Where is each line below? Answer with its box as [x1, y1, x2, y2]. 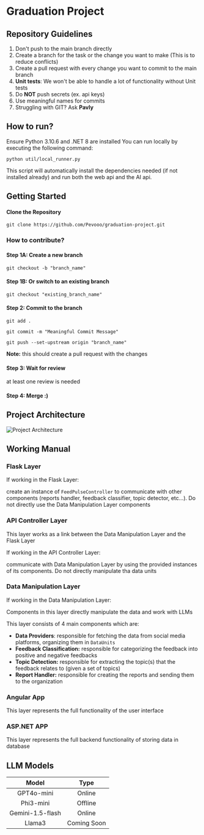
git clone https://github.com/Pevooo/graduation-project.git [6, 222, 166, 228]
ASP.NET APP [6, 722, 48, 731]
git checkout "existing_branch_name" [6, 291, 103, 298]
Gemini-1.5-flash [9, 809, 61, 817]
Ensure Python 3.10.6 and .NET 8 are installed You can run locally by [6, 137, 178, 145]
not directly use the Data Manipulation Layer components [6, 501, 151, 509]
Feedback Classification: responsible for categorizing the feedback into [15, 645, 199, 652]
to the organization [15, 677, 63, 685]
